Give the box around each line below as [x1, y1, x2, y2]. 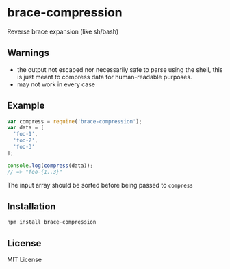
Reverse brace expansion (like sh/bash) [7, 27, 119, 36]
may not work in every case [16, 80, 96, 88]
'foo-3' [13, 144, 36, 151]
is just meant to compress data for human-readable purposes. [16, 73, 192, 81]
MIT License [7, 255, 42, 264]
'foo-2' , [13, 137, 38, 144]
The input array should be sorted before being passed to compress [7, 181, 193, 189]
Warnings [7, 47, 50, 59]
